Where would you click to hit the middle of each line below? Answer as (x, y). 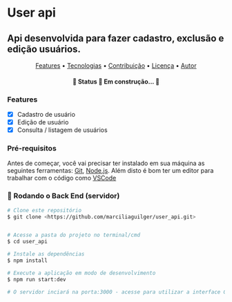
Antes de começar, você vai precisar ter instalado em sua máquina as (106, 163)
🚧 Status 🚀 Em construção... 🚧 (116, 82)
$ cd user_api (28, 242)
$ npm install (28, 261)
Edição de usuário (43, 122)
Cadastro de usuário (46, 114)
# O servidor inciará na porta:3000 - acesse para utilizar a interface (114, 292)
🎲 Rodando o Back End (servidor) (64, 196)
